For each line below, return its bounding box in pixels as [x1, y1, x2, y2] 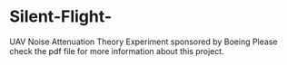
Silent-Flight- [9, 6, 113, 27]
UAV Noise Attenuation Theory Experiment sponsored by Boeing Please [9, 36, 278, 47]
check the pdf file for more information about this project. [9, 45, 224, 56]
